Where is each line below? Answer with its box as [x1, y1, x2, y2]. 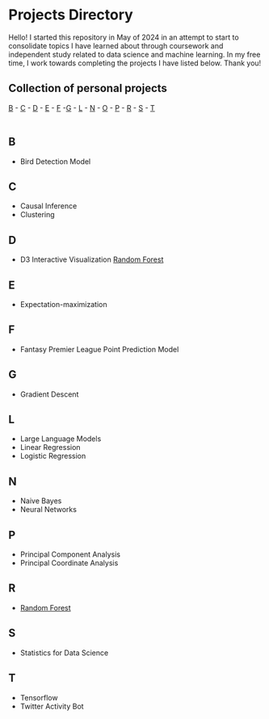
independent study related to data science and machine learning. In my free [8, 49, 261, 59]
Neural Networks [19, 505, 77, 515]
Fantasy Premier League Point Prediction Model [19, 344, 179, 354]
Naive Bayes [19, 496, 62, 506]
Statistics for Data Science [19, 648, 109, 658]
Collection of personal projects [8, 82, 168, 95]
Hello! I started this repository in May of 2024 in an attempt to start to [8, 32, 240, 42]
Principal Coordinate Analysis [19, 558, 119, 568]
